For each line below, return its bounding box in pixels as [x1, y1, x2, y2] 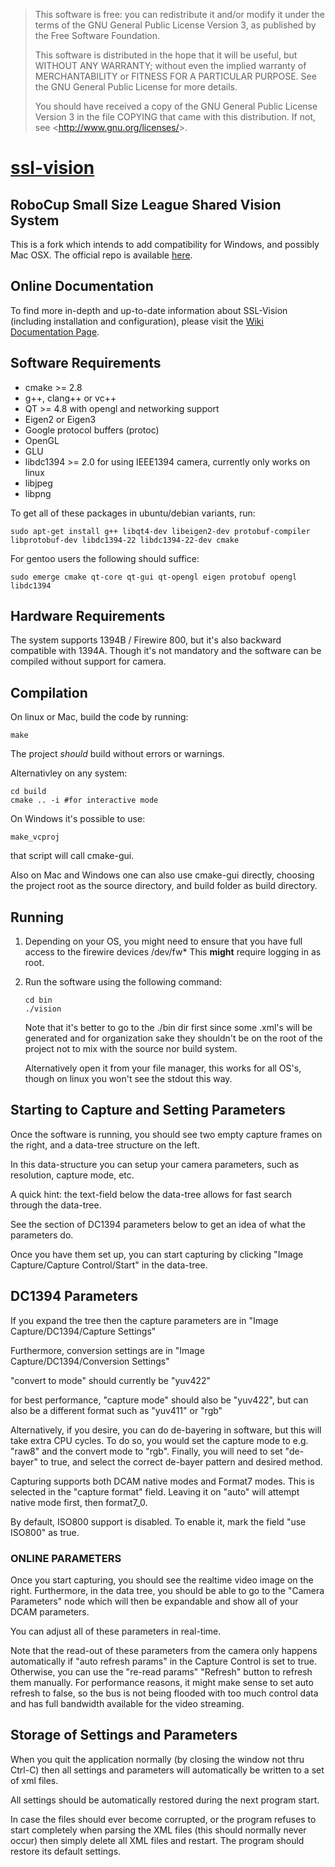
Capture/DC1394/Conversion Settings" [10, 1355, 170, 1367]
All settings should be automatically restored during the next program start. [10, 1794, 320, 1806]
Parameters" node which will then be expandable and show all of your [10, 1595, 299, 1607]
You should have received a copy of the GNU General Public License [34, 100, 318, 112]
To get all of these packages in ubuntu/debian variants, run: [10, 507, 256, 519]
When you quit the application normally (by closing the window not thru [10, 1753, 305, 1765]
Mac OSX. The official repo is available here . [10, 249, 193, 261]
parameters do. [10, 1229, 74, 1241]
